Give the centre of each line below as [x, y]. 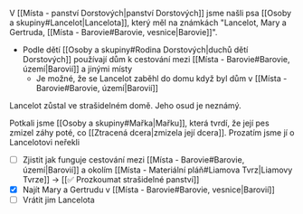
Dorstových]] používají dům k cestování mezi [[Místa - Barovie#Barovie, [156, 59]
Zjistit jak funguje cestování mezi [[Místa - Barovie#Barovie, [133, 160]
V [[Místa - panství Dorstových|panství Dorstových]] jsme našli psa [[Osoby [151, 13]
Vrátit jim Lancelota [58, 200]
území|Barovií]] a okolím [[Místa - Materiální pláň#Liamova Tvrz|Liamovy [157, 170]
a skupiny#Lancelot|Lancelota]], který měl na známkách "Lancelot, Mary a [148, 23]
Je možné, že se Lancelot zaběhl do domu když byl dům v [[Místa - [161, 79]
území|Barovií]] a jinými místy [77, 69]
